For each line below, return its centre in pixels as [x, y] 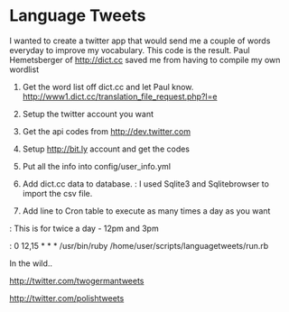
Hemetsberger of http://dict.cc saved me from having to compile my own [145, 60]
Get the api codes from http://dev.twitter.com [107, 131]
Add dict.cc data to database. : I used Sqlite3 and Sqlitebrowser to [145, 184]
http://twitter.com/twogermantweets [77, 280]
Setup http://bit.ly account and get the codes [106, 149]
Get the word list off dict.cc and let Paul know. [108, 87]
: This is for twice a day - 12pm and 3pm [84, 228]
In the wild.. [31, 263]
